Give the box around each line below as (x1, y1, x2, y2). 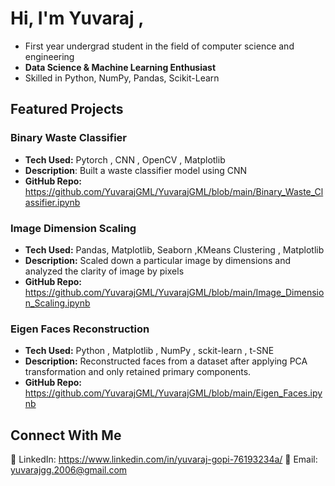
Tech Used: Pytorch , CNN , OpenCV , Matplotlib (24, 153, 226, 166)
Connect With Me (10, 427, 122, 444)
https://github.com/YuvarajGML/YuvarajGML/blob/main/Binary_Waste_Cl (24, 185, 324, 197)
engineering (24, 50, 75, 62)
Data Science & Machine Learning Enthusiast (24, 61, 217, 73)
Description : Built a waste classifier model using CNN (24, 164, 248, 176)
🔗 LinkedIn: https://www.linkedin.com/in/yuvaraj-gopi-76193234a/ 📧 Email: (10, 453, 318, 466)
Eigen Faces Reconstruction (10, 322, 150, 336)
